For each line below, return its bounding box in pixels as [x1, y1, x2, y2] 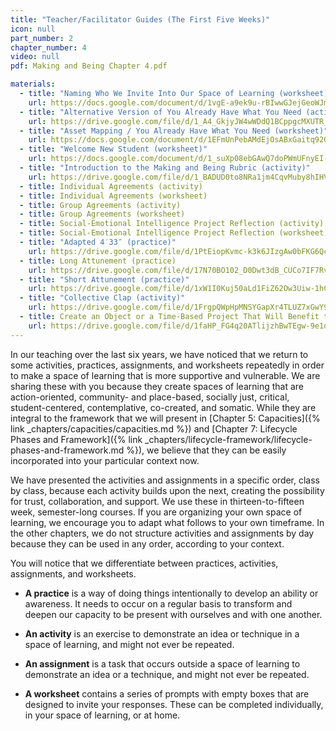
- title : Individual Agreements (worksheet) [19, 191, 208, 201]
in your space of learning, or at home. [24, 709, 181, 721]
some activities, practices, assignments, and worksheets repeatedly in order [10, 359, 325, 371]
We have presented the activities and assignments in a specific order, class [10, 474, 321, 486]
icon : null [10, 24, 56, 34]
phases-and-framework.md [10, 444, 125, 456]
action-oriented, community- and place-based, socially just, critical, [10, 391, 290, 403]
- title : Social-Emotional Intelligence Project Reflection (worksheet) [19, 228, 329, 238]
